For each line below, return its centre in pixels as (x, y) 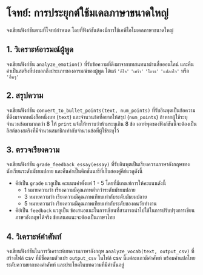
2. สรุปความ (25, 96)
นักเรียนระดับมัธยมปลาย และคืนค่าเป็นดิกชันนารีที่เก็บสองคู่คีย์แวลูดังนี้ (75, 171)
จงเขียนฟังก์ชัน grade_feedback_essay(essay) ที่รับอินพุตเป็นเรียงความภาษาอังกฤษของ (98, 164)
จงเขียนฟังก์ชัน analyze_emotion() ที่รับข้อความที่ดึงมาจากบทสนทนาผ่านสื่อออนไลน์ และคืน (100, 64)
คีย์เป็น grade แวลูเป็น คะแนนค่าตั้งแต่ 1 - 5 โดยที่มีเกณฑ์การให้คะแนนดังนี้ (91, 183)
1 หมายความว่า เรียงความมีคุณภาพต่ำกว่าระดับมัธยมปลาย (80, 190)
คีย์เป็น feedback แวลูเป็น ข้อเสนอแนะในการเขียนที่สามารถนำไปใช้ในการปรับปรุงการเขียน (105, 210)
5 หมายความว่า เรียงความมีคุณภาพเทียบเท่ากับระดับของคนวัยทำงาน (90, 204)
